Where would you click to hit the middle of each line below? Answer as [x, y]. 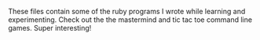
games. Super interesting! [50, 28]
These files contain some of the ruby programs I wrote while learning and [127, 11]
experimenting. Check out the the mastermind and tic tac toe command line [130, 20]
